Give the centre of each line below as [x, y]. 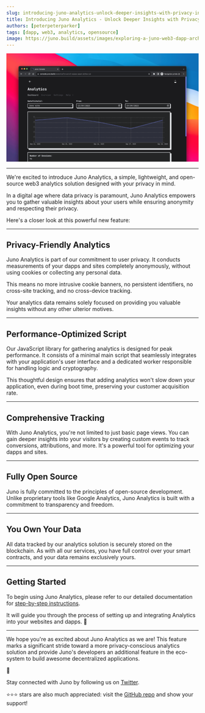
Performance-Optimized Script [67, 334]
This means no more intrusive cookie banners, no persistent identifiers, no [100, 284]
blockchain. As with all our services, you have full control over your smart [99, 550]
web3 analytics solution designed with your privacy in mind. [100, 184]
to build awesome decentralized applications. [83, 658]
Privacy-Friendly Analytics [59, 245]
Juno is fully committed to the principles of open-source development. [95, 492]
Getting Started [36, 582]
